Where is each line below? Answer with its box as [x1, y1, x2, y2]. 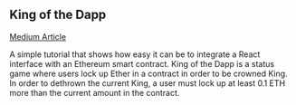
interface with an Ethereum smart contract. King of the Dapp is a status [9, 58, 274, 69]
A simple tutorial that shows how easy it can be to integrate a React [9, 49, 261, 60]
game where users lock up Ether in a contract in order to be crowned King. [9, 68, 288, 79]
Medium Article [9, 31, 66, 42]
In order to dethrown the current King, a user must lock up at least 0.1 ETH [9, 77, 286, 89]
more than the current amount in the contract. [9, 87, 180, 98]
